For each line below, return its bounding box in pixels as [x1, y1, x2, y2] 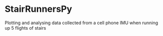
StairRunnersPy [5, 3, 72, 15]
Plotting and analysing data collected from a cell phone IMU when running [5, 20, 158, 26]
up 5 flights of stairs [5, 25, 46, 31]
